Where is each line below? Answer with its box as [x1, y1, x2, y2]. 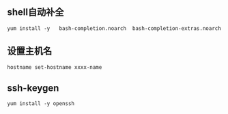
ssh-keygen [7, 83, 59, 94]
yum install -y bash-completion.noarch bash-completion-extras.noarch [7, 25, 222, 32]
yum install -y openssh [7, 100, 75, 107]
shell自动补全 [7, 6, 64, 18]
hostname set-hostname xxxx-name [7, 63, 102, 70]
